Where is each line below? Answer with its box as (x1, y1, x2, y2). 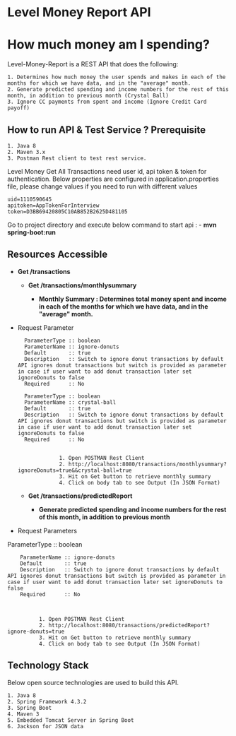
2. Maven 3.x (7, 148, 46, 155)
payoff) (7, 105, 30, 112)
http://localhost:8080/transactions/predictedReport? (48, 622, 211, 629)
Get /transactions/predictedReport (28, 492, 133, 500)
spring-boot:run (7, 227, 57, 237)
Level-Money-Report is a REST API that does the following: (7, 60, 179, 69)
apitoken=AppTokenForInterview (7, 202, 100, 209)
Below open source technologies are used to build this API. (7, 678, 179, 687)
